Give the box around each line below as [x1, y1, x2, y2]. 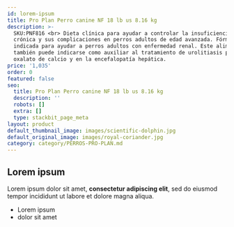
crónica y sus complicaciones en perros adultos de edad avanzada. [13, 36, 214, 43]
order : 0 [7, 68, 33, 75]
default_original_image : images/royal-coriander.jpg [7, 133, 164, 140]
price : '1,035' [7, 62, 52, 69]
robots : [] [13, 101, 45, 108]
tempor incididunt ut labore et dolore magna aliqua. [7, 191, 155, 200]
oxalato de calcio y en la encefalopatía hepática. [13, 56, 167, 63]
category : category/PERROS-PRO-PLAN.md [7, 140, 123, 147]
